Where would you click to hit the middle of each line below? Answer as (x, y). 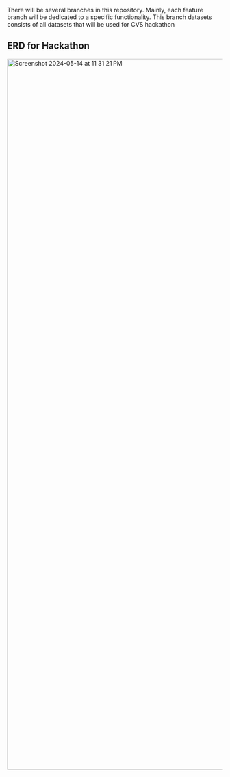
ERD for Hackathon (49, 46)
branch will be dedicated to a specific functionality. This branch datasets (110, 17)
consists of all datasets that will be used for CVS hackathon (91, 24)
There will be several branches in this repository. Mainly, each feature (105, 10)
